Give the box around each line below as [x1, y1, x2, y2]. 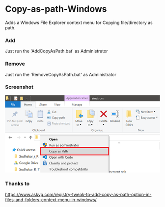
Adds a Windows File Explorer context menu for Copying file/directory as [5, 20, 153, 25]
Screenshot [5, 84, 33, 91]
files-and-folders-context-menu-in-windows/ [5, 197, 97, 203]
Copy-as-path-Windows [5, 3, 107, 15]
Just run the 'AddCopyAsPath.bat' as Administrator [5, 48, 108, 54]
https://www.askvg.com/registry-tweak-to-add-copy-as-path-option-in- [5, 191, 152, 197]
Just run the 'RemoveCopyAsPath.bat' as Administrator [5, 71, 117, 77]
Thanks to [5, 180, 30, 187]
